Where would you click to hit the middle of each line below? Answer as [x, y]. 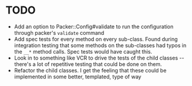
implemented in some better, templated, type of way [78, 77]
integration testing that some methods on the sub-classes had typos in [100, 45]
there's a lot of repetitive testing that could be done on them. [88, 64]
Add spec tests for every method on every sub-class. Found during [96, 39]
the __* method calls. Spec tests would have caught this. [83, 51]
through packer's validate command [59, 32]
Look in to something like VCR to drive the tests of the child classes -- [99, 58]
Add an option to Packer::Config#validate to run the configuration [94, 27]
